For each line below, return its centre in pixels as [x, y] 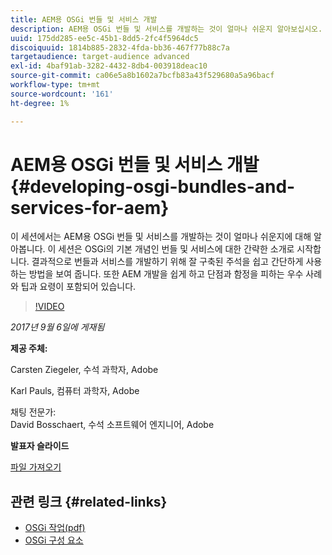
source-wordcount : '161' [62, 94]
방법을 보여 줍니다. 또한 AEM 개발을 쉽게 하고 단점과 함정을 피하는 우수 [166, 274]
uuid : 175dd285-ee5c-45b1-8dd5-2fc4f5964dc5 [104, 38]
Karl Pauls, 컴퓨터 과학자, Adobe [75, 391]
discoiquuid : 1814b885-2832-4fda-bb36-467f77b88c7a [120, 47]
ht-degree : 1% [40, 103]
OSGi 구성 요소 [54, 540]
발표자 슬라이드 [40, 446]
